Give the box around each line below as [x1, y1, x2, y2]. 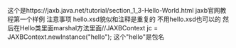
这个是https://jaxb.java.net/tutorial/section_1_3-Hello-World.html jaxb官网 [7, 6, 220, 14]
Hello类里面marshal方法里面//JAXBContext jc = [19, 24, 159, 32]
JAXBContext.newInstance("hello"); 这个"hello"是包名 [7, 32, 165, 41]
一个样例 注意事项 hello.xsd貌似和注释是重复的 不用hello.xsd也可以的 [19, 15, 222, 23]
